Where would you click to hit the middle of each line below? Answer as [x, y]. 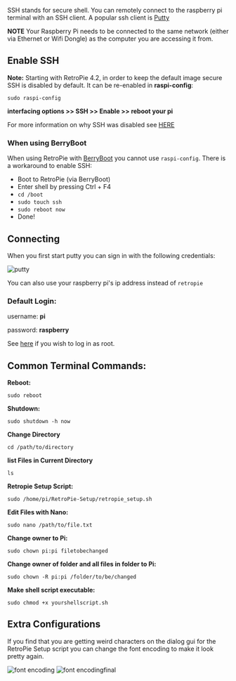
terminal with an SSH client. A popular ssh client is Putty [88, 18]
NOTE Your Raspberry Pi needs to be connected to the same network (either [118, 31]
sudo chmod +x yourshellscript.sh [58, 603]
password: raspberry [38, 330]
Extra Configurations [54, 624]
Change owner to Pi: [38, 538]
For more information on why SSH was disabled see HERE [91, 124]
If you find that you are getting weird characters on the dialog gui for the [112, 641]
